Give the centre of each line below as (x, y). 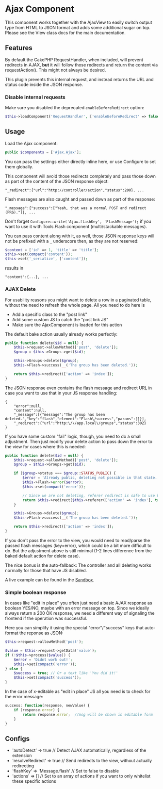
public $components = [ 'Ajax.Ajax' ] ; (43, 152)
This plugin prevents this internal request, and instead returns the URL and (79, 79)
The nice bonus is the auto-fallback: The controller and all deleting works (78, 565)
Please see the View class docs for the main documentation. (65, 33)
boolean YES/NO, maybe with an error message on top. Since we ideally (77, 608)
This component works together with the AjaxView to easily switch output (79, 22)
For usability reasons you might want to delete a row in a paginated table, (78, 300)
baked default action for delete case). (42, 556)
